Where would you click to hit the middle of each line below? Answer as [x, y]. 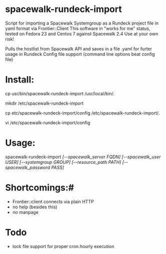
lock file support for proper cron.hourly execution [63, 246]
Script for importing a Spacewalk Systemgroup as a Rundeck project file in [82, 23]
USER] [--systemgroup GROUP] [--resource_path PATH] [63, 162]
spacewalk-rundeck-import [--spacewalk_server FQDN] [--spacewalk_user [83, 157]
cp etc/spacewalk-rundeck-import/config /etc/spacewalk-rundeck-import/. [82, 113]
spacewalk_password [28, 167]
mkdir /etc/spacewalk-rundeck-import [44, 103]
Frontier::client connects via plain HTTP [53, 201]
